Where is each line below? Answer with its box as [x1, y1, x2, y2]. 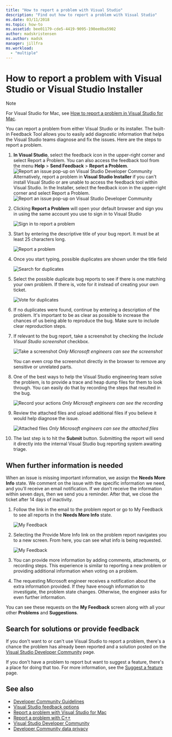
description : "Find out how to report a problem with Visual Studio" [6, 12, 158, 17]
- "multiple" [10, 50, 38, 55]
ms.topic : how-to [6, 22, 43, 27]
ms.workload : [6, 46, 34, 51]
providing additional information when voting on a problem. [13, 568, 138, 574]
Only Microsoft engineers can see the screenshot [58, 348, 163, 354]
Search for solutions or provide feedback [6, 624, 140, 633]
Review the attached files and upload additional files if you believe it [13, 410, 157, 416]
